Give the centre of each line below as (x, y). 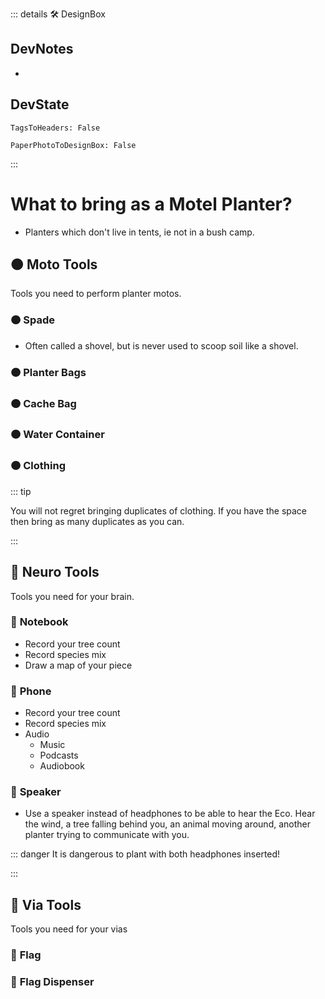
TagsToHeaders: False (55, 128)
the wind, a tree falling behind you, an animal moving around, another (167, 824)
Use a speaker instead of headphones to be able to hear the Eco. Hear (170, 814)
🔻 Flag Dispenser (52, 982)
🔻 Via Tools (46, 904)
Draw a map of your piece (78, 665)
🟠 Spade (32, 320)
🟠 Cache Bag (43, 403)
